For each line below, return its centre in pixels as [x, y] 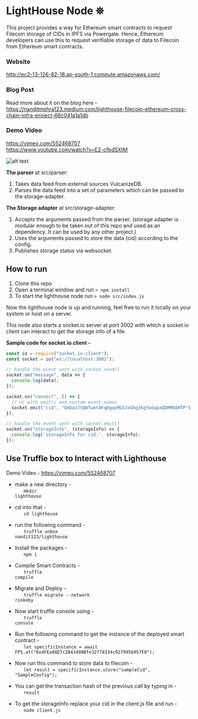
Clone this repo [33, 283]
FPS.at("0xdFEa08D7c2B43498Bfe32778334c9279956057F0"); [85, 652]
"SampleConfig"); [36, 675]
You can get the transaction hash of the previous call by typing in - [95, 686]
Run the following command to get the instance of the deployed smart [99, 634]
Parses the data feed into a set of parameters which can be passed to [99, 190]
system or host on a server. [39, 313]
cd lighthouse [41, 514]
